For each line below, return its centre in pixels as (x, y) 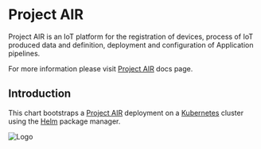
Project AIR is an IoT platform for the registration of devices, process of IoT (130, 36)
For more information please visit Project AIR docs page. (101, 68)
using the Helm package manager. (64, 121)
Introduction (40, 94)
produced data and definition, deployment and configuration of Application (131, 44)
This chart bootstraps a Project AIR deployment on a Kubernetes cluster (126, 113)
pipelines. (24, 53)
